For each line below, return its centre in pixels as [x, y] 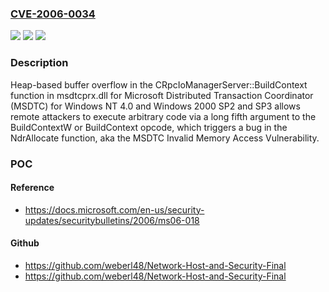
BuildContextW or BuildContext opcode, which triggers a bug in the [149, 127]
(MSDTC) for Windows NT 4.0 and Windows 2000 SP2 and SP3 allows [155, 106]
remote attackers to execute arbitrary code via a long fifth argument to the [163, 116]
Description [39, 63]
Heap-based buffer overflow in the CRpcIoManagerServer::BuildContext [159, 84]
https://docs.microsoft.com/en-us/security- [114, 209]
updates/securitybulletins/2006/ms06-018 [112, 220]
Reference [32, 188]
